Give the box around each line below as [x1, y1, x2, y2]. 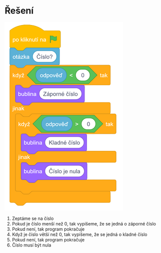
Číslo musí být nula [11, 242, 51, 248]
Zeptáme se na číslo [11, 215, 54, 221]
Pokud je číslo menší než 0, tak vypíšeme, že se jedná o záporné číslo [11, 220, 156, 226]
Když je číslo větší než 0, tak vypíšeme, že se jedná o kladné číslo [11, 231, 147, 237]
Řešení [4, 5, 34, 17]
